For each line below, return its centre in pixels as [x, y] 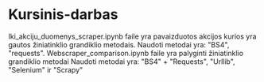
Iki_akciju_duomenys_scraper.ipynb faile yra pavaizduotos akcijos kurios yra [132, 36]
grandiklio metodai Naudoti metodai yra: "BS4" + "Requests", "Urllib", [122, 61]
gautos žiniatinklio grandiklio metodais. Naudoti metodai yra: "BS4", [119, 44]
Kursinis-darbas [63, 15]
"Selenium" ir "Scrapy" [46, 69]
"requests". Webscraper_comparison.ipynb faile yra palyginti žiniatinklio [126, 53]
